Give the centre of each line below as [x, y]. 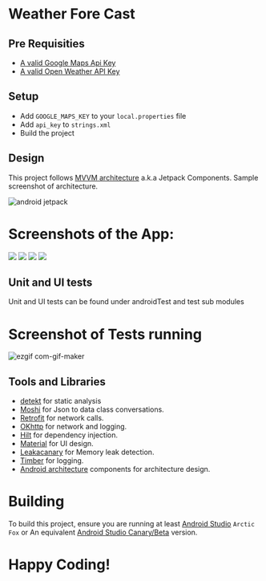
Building [36, 502]
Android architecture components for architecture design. [115, 469]
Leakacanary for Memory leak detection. [87, 452]
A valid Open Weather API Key [70, 71]
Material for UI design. [56, 444]
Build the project [47, 132]
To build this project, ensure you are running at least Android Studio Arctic [131, 524]
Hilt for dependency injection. [69, 435]
